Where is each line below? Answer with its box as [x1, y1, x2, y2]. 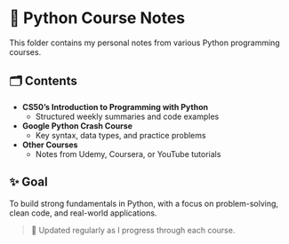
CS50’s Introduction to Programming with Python [21, 101, 209, 112]
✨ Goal [9, 175, 48, 190]
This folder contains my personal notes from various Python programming [9, 37, 280, 48]
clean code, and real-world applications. [9, 208, 157, 218]
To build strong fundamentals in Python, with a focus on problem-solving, [9, 198, 278, 209]
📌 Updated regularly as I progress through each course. [30, 224, 236, 235]
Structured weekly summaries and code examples [35, 111, 220, 122]
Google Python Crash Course [21, 120, 133, 131]
